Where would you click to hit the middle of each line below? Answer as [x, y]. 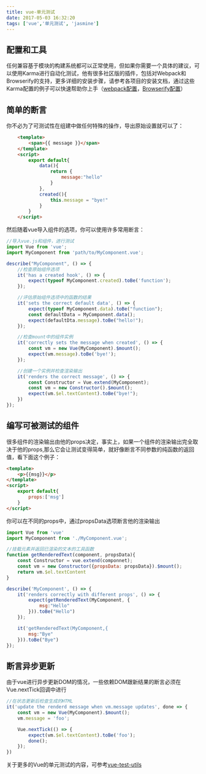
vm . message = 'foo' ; [44, 718]
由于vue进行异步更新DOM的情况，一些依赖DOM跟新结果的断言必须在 [94, 682]
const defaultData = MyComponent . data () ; [82, 314]
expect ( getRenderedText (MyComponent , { [79, 600]
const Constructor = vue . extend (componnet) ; [75, 561]
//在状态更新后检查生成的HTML [40, 701]
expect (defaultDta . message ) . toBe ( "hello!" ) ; [86, 320]
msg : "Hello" [54, 606]
